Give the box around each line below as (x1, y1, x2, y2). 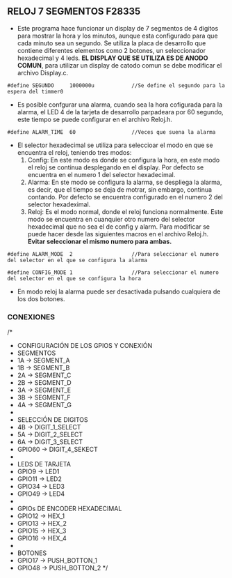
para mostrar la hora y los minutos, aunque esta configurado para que (17, 31, 218, 40)
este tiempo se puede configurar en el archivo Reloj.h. (17, 115, 172, 123)
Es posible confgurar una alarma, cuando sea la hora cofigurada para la (17, 100, 222, 109)
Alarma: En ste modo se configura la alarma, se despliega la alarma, (27, 178, 222, 186)
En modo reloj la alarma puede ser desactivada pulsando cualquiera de (17, 287, 221, 296)
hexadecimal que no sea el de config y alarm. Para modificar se (27, 222, 210, 231)
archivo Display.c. (17, 68, 69, 77)
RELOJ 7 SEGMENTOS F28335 (7, 6, 141, 17)
